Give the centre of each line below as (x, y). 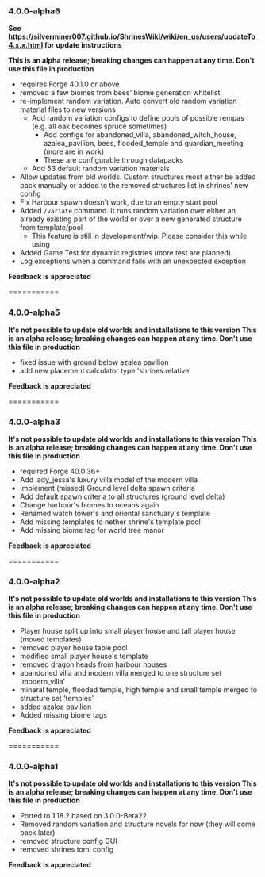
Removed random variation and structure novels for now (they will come (138, 824)
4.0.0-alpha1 (33, 767)
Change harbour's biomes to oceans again (89, 504)
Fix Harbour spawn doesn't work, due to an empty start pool (119, 202)
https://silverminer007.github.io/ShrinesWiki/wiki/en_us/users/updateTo (132, 36)
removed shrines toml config (67, 849)
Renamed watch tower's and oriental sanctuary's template (115, 513)
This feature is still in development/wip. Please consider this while (139, 236)
